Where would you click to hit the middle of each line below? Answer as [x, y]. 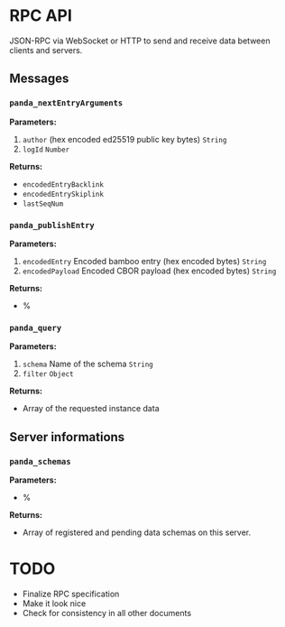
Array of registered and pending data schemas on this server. [137, 532]
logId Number [46, 150]
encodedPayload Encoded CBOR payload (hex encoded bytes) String [149, 271]
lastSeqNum [43, 204]
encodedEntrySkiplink [63, 194]
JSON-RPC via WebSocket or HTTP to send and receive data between [140, 41]
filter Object [48, 374]
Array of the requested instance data [91, 409]
